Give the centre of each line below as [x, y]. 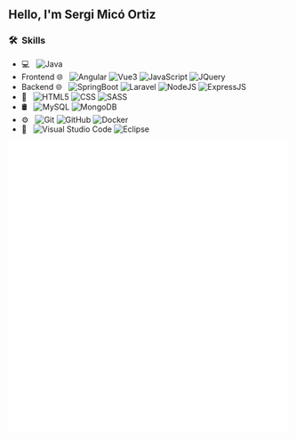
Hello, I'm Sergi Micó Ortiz [82, 15]
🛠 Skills [27, 41]
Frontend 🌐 [42, 77]
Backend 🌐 [42, 86]
